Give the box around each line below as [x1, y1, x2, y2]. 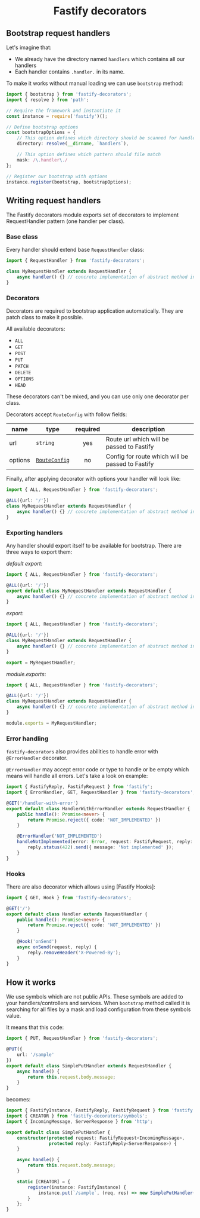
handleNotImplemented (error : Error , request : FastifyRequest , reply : [17, 839, 193, 845]
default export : [6, 560, 43, 567]
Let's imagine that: [6, 44, 52, 51]
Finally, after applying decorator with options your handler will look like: [6, 475, 181, 483]
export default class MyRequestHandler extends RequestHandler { [6, 588, 171, 594]
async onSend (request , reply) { [17, 944, 97, 950]
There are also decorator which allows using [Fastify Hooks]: [6, 883, 156, 890]
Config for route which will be [105, 453, 189, 461]
